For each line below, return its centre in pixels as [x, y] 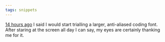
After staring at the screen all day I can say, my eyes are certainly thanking [83, 30]
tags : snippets [21, 10]
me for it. [15, 35]
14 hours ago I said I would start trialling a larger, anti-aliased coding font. [81, 24]
